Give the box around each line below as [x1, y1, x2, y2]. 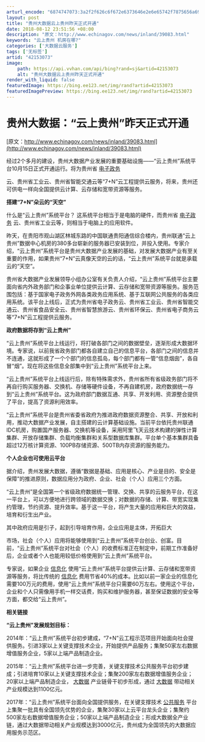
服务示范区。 [11, 729, 44, 736]
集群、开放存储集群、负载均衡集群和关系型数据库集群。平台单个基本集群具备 [6, 433, 199, 441]
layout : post [6, 15, 40, 21]
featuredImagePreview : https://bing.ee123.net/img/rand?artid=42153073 [6, 88, 192, 95]
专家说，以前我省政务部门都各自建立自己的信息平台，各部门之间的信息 [16, 347, 193, 354]
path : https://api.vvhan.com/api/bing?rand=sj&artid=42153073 [17, 65, 179, 72]
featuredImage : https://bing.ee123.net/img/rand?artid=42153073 [6, 83, 173, 89]
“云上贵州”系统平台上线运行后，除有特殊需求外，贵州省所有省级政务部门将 [6, 375, 193, 382]
